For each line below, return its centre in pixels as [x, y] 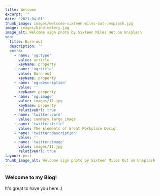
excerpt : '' [17, 14]
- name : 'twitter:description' [46, 133]
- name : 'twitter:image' [39, 142]
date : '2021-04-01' [25, 19]
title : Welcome [21, 10]
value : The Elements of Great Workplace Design [68, 128]
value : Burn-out [35, 74]
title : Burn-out [26, 42]
